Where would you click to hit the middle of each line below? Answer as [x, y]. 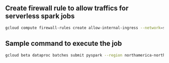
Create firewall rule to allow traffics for [67, 8]
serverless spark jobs [40, 16]
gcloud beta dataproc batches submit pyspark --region [64, 55]
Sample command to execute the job [64, 44]
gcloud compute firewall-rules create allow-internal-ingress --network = [84, 28]
